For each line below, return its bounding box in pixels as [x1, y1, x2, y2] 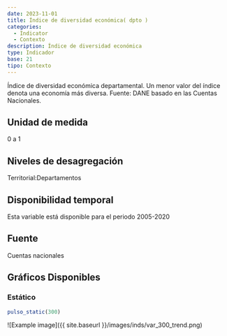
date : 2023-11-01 [7, 10, 58, 17]
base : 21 [7, 56, 33, 63]
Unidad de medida [7, 117, 89, 129]
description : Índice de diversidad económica [7, 43, 142, 50]
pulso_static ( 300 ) [7, 308, 61, 315]
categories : [7, 23, 42, 30]
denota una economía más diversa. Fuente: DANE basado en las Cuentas [7, 89, 218, 97]
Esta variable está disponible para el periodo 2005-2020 [7, 212, 170, 221]
